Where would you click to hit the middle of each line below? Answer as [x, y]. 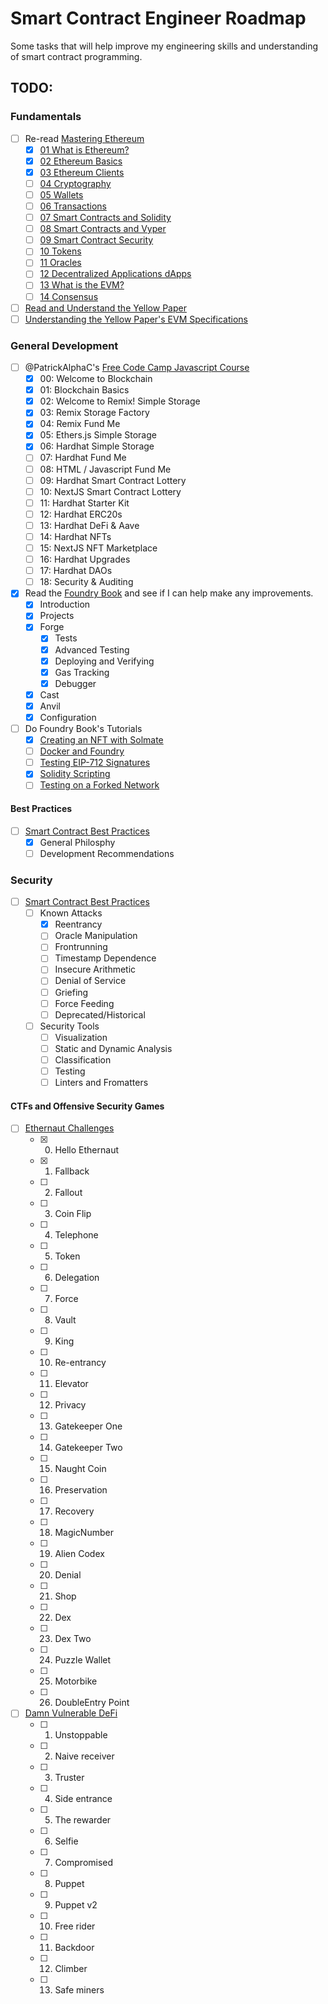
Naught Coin [80, 1469]
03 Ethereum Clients [82, 172]
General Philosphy [77, 842]
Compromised [84, 1863]
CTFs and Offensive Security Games [87, 1106]
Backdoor [74, 1948]
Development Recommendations [107, 853]
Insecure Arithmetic [95, 969]
